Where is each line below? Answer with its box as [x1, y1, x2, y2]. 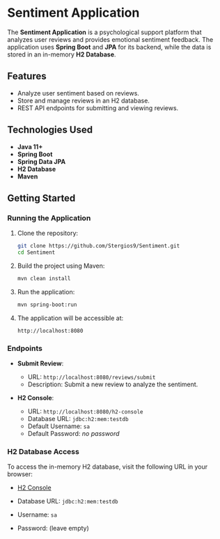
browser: [7, 470, 33, 478]
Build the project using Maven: [17, 261, 105, 270]
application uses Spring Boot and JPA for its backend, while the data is [7, 43, 212, 51]
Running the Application [7, 213, 91, 222]
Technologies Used [7, 124, 93, 136]
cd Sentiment [17, 249, 56, 256]
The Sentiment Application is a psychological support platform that [7, 28, 202, 36]
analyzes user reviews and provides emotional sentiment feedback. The [7, 35, 214, 43]
